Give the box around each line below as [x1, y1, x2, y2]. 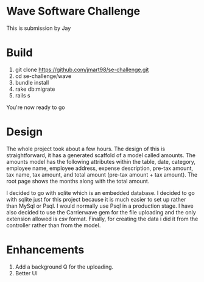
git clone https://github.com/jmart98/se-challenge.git [15, 66, 149, 73]
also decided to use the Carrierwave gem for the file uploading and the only [6, 208, 196, 216]
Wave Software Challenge [6, 4, 141, 18]
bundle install [15, 79, 49, 86]
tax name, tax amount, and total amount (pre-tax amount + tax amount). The [6, 171, 198, 178]
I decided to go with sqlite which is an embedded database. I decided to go [6, 189, 195, 196]
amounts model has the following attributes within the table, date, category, [6, 158, 196, 165]
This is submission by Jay [6, 24, 71, 32]
